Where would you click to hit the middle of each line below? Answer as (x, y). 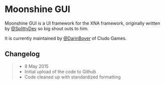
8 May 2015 (36, 66)
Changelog (22, 54)
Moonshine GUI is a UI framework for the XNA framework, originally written (82, 23)
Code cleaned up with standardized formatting (72, 77)
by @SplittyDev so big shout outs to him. (47, 28)
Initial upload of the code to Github (60, 71)
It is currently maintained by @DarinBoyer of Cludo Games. (66, 38)
